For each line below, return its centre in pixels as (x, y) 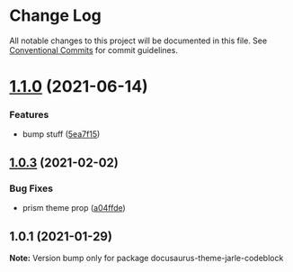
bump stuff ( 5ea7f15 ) (61, 134)
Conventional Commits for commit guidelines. (93, 50)
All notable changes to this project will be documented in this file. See (138, 41)
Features (29, 115)
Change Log (55, 16)
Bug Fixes (31, 188)
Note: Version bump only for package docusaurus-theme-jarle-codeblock (146, 258)
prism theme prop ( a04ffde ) (74, 208)
